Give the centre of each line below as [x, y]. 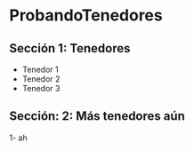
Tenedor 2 [41, 79]
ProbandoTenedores [86, 16]
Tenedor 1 [40, 69]
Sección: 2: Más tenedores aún [97, 116]
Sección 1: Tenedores [70, 48]
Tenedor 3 [41, 88]
